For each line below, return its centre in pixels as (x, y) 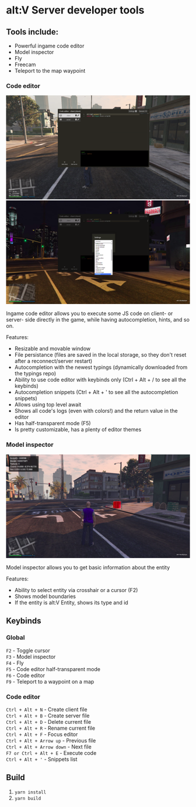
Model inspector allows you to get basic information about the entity (88, 567)
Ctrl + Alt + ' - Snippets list (42, 760)
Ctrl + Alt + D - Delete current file (49, 722)
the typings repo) (35, 374)
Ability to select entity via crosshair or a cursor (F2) (76, 590)
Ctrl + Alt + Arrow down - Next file (49, 747)
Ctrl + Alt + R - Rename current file (50, 728)
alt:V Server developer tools (75, 10)
